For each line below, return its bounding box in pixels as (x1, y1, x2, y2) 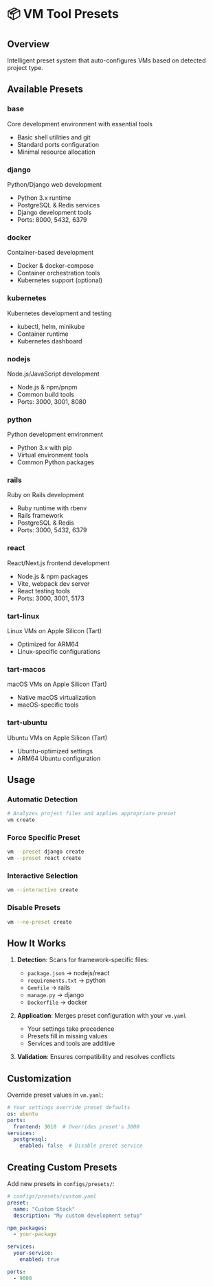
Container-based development (7, 249, 94, 257)
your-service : (13, 1250, 54, 1257)
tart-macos (7, 664, 46, 674)
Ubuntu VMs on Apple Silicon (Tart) (7, 733, 108, 742)
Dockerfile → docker (27, 998, 88, 1007)
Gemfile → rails (27, 983, 71, 992)
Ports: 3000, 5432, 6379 (16, 526, 87, 534)
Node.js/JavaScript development (7, 369, 100, 378)
